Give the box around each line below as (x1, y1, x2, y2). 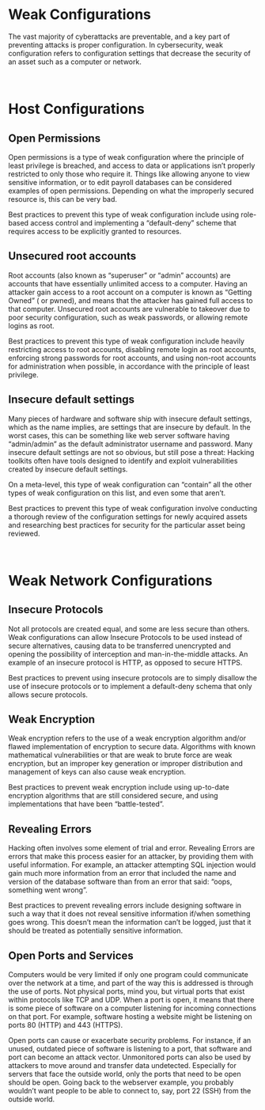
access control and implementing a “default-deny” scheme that (30, 218, 237, 227)
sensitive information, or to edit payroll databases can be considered (8, 177, 232, 187)
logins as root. (8, 320, 55, 330)
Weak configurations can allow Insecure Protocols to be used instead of (8, 632, 243, 642)
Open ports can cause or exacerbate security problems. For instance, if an (8, 1036, 252, 1045)
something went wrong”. (8, 885, 88, 895)
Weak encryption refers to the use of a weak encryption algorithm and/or (8, 733, 247, 743)
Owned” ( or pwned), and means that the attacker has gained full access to (8, 295, 253, 305)
